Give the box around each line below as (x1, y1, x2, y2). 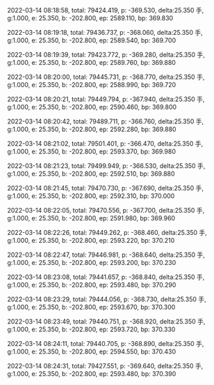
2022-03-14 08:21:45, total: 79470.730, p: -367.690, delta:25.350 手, (7, 184, 204, 192)
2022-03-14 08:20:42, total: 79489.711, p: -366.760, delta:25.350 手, (7, 117, 204, 126)
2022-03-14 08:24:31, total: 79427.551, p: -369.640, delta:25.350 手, (7, 362, 204, 370)
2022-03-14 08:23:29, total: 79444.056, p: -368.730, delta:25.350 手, (7, 295, 206, 303)
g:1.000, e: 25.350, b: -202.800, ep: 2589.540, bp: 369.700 (7, 36, 176, 44)
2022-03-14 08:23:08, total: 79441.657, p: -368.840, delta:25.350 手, (7, 273, 205, 281)
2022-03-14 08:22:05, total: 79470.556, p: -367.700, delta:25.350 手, (7, 206, 205, 214)
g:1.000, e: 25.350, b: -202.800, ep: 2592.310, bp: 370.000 (7, 192, 175, 200)
